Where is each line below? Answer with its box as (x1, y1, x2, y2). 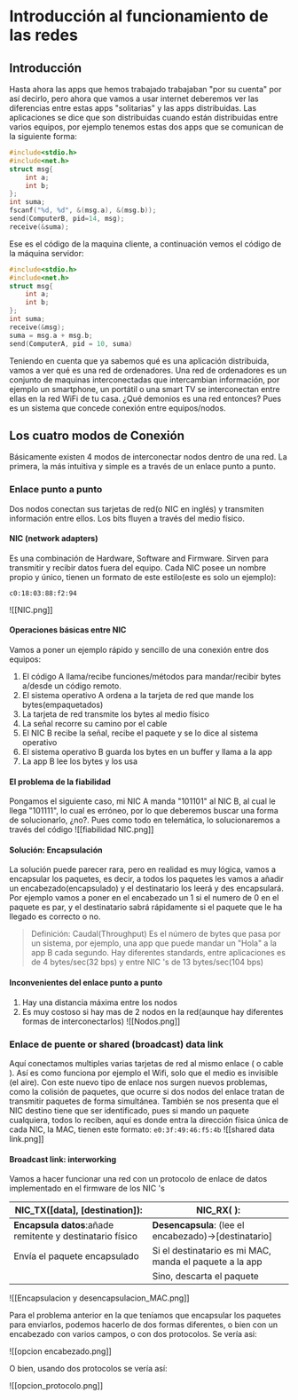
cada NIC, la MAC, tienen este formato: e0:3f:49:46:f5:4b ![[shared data (9, 1124, 275, 1135)
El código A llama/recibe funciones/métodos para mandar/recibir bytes (21, 672, 281, 682)
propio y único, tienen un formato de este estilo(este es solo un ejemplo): (9, 571, 277, 582)
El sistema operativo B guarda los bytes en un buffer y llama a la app (21, 747, 273, 758)
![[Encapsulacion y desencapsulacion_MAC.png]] (9, 1293, 190, 1303)
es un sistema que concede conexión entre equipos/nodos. (9, 402, 226, 413)
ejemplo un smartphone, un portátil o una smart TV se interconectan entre (9, 383, 281, 394)
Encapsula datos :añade (13, 1219, 114, 1231)
